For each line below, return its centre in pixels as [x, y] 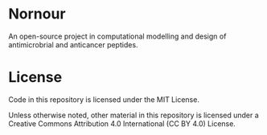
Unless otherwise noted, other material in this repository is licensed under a [133, 115]
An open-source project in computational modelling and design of [117, 36]
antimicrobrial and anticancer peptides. [73, 44]
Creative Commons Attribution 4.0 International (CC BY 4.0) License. [122, 123]
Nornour [37, 14]
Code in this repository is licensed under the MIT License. [104, 99]
